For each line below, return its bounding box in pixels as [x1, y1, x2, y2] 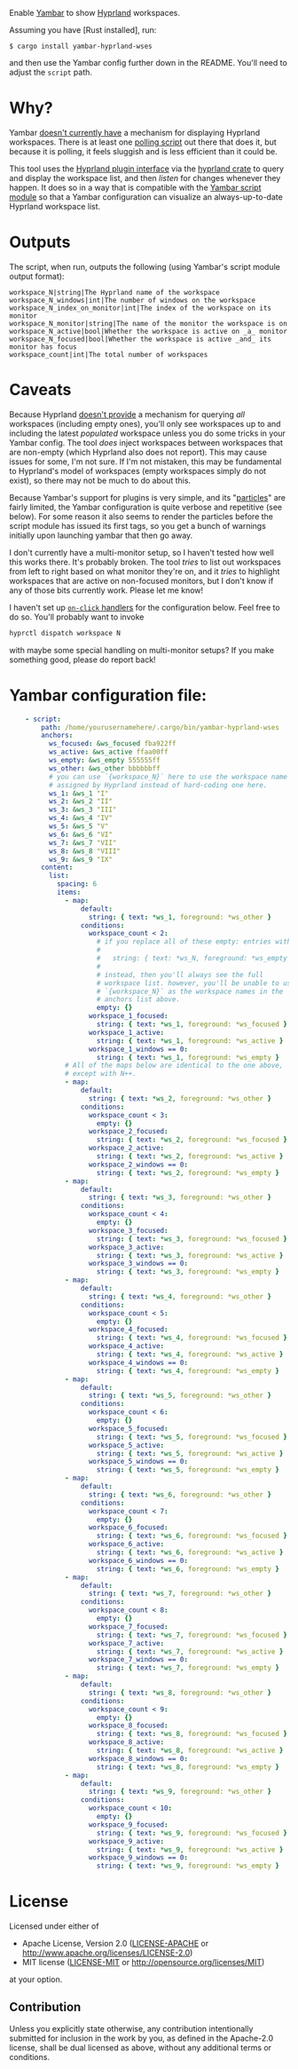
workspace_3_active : [88, 1243, 165, 1252]
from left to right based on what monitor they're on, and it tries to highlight [9, 565, 280, 576]
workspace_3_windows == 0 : [88, 1260, 189, 1268]
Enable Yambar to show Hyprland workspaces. [9, 8, 180, 18]
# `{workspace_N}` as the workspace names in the [96, 987, 284, 996]
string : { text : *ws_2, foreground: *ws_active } [96, 1152, 284, 1161]
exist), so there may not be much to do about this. [9, 475, 192, 486]
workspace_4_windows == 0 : [88, 1358, 189, 1367]
